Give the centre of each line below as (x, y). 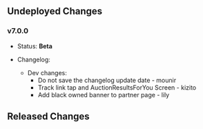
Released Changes (48, 117)
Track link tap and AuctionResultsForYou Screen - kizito (117, 87)
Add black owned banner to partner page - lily (104, 95)
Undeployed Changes (55, 11)
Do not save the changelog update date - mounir (107, 80)
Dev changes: (47, 72)
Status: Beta (35, 46)
